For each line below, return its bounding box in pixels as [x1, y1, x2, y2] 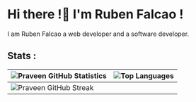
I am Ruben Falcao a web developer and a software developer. [7, 30, 190, 38]
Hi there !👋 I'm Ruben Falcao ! [7, 6, 184, 23]
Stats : [7, 50, 37, 62]
